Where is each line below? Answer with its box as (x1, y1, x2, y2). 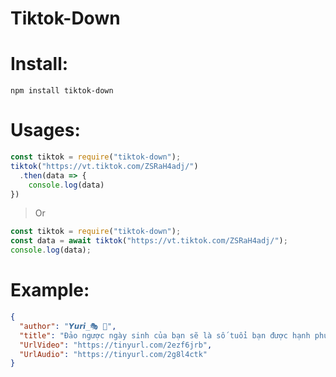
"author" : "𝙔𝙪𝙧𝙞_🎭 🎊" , (19, 321, 117, 331)
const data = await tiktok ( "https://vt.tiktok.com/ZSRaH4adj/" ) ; (10, 236, 288, 246)
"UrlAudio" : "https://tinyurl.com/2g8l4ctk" (19, 349, 208, 359)
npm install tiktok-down (10, 86, 114, 96)
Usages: (10, 119, 81, 142)
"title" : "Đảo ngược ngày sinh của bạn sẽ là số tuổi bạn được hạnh (19, 330, 311, 341)
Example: (10, 279, 90, 302)
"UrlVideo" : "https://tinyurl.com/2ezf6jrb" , (19, 340, 213, 350)
